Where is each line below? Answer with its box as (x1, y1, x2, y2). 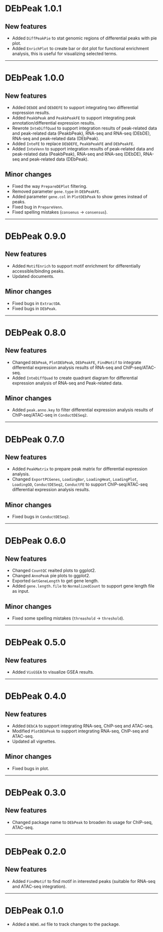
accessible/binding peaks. (12, 268, 65, 274)
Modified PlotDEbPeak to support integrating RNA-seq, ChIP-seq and (12, 728, 149, 734)
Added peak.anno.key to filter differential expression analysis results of (12, 407, 154, 413)
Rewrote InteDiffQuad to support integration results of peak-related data (12, 125, 157, 131)
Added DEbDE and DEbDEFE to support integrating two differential (12, 105, 139, 110)
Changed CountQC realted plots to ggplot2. (12, 567, 96, 573)
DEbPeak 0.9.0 (5, 231, 66, 241)
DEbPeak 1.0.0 (5, 73, 65, 83)
